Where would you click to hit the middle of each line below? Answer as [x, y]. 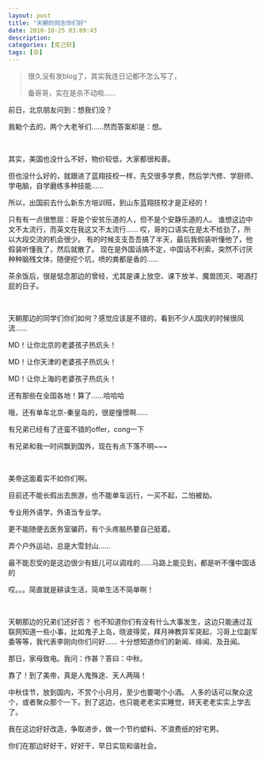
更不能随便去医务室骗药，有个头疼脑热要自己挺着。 [91, 529]
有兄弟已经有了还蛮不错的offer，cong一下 [76, 429]
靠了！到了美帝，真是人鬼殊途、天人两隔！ [78, 675]
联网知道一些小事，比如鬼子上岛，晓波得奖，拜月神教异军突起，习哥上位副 [129, 631]
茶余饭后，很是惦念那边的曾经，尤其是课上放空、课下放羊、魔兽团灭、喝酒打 [133, 276]
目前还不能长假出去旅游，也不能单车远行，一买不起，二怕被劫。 [112, 495]
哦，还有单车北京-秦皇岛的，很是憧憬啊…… [78, 412]
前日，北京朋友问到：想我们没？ [60, 110]
